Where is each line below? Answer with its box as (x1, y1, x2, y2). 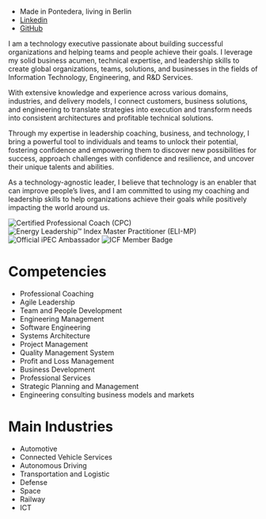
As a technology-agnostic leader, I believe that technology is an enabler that (8, 177, 256, 187)
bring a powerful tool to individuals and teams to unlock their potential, (8, 137, 239, 146)
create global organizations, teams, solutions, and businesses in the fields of (8, 64, 258, 74)
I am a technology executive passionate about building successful (8, 39, 223, 48)
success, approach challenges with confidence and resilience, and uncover (8, 154, 255, 163)
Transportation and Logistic (19, 469, 110, 479)
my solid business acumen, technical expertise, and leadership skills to (8, 55, 240, 65)
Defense (19, 477, 47, 487)
